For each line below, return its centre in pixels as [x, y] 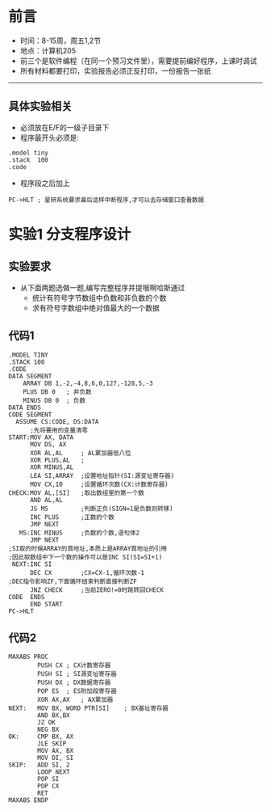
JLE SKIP [52, 744]
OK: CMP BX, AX [41, 737]
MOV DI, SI [56, 758]
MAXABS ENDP [28, 800]
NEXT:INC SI [32, 564]
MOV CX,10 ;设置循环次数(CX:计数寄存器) [99, 484]
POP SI [48, 779]
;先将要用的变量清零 [59, 430]
